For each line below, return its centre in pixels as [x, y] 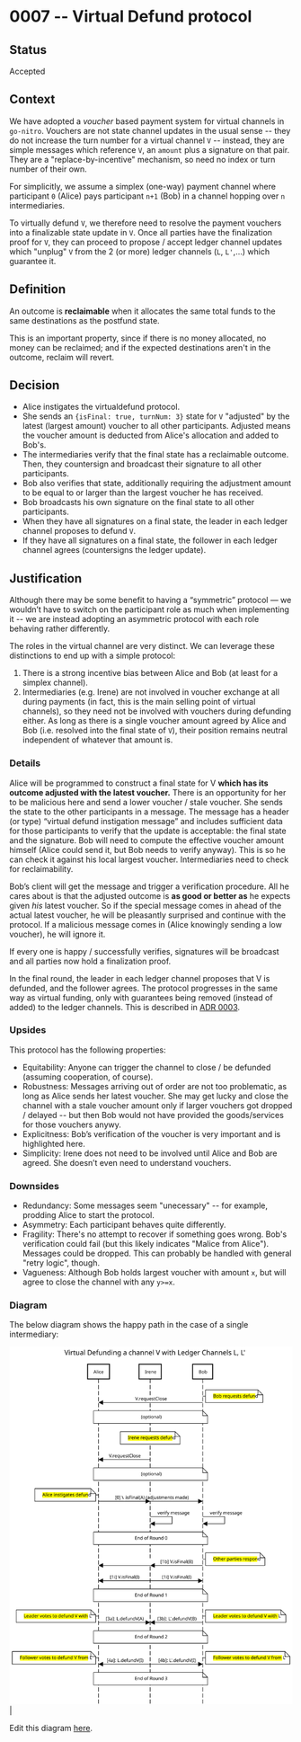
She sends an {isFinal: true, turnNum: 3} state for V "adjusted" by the [156, 416]
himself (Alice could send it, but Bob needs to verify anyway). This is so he [147, 849]
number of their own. [48, 169]
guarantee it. [33, 261]
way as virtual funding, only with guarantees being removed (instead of [141, 997]
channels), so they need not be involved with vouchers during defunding [157, 711]
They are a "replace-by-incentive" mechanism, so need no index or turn [142, 159]
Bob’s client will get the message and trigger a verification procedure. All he [150, 886]
